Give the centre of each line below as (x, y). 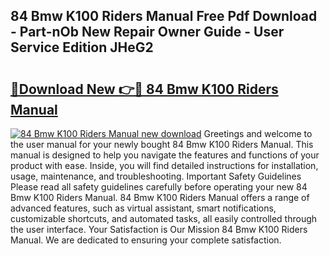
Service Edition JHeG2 (82, 47)
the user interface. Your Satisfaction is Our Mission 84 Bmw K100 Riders (159, 229)
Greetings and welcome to (258, 133)
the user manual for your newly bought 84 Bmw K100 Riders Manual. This (162, 144)
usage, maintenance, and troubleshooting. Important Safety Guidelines (156, 176)
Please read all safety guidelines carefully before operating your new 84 (159, 187)
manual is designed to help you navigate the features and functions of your (165, 155)
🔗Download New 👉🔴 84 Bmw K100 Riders (144, 89)
